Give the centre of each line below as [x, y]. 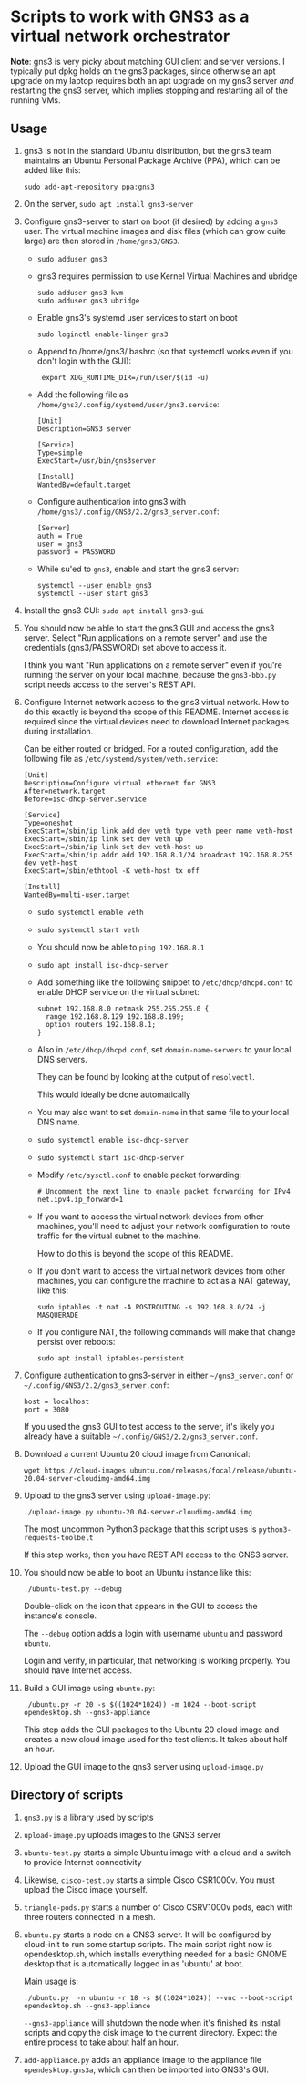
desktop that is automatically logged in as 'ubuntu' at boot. [133, 1963]
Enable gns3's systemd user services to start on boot [137, 317]
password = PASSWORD [76, 552]
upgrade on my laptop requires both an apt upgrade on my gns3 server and [152, 80]
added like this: [52, 169]
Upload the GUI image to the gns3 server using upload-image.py [143, 1766]
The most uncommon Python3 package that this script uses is [140, 1529]
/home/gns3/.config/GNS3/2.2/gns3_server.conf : [128, 511]
